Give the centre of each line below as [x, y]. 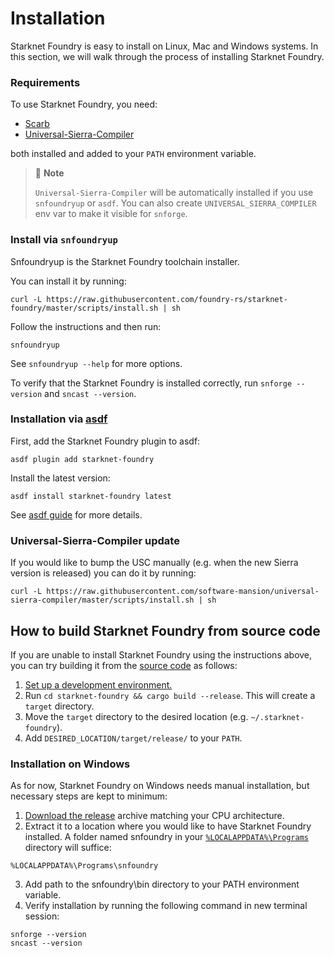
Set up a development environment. [98, 684]
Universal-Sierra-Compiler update [95, 540]
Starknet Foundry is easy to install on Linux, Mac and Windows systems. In [164, 46]
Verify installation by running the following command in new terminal [166, 906]
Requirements [45, 82]
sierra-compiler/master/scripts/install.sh [102, 600]
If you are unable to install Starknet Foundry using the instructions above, [161, 654]
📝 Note [49, 173]
